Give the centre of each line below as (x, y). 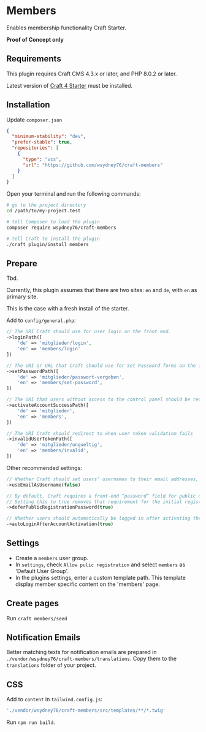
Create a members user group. (52, 558)
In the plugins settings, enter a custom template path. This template (100, 577)
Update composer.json (34, 120)
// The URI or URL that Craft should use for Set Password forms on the (101, 366)
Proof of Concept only (35, 39)
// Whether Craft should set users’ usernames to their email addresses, (103, 479)
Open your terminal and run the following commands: (74, 194)
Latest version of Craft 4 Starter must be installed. (70, 85)
